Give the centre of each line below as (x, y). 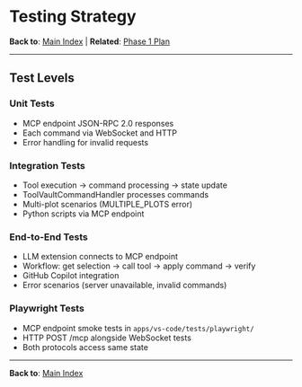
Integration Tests (47, 165)
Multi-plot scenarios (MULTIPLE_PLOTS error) (107, 204)
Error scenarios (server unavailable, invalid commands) (124, 286)
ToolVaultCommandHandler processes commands (115, 194)
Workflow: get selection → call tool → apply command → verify (139, 266)
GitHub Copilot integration (71, 276)
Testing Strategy (73, 17)
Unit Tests (32, 103)
